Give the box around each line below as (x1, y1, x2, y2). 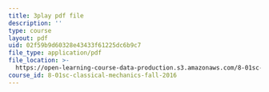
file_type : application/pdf (8, 49, 102, 57)
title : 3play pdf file (8, 11, 84, 20)
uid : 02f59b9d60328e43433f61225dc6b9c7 (8, 42, 142, 50)
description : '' (8, 19, 62, 27)
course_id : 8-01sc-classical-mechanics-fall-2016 (8, 71, 178, 79)
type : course (8, 26, 52, 34)
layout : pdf (8, 34, 48, 42)
